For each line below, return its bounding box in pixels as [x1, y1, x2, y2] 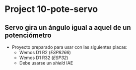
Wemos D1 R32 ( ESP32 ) [19, 55, 68, 61]
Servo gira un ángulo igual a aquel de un [4, 23, 131, 32]
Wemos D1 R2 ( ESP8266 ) [19, 50, 71, 55]
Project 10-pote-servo [4, 3, 98, 15]
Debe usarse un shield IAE [19, 60, 73, 66]
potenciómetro [4, 31, 52, 39]
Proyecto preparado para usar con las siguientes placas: [11, 44, 128, 50]
